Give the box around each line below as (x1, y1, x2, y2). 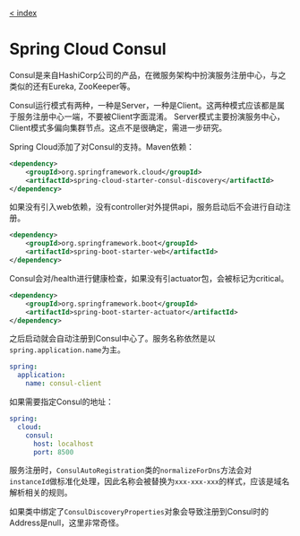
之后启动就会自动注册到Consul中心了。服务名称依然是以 (9, 333, 216, 344)
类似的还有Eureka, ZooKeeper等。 (9, 81, 136, 91)
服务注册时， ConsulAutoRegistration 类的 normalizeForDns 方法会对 (9, 465, 253, 476)
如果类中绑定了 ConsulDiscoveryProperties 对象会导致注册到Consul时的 (9, 506, 269, 517)
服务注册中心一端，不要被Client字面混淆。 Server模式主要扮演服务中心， (16, 111, 285, 122)
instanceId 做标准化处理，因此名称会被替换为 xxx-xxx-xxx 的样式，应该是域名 (9, 476, 290, 487)
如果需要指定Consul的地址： (9, 396, 114, 407)
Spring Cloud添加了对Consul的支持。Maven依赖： (9, 141, 195, 151)
